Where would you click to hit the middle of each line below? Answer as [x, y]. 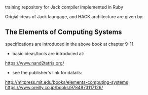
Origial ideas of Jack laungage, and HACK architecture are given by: [74, 16]
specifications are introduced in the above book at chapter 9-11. [70, 44]
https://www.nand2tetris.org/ [35, 63]
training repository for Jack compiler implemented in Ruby [64, 7]
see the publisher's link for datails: [47, 72]
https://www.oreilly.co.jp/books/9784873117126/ [54, 87]
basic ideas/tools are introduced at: [48, 53]
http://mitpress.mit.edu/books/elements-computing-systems [67, 82]
